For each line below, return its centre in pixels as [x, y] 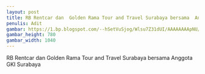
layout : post [23, 12]
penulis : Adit [24, 23]
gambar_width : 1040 [31, 40]
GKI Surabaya [23, 64]
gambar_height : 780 [31, 35]
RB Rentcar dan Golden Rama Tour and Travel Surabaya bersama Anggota [100, 58]
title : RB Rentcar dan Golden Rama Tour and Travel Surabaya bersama [98, 18]
